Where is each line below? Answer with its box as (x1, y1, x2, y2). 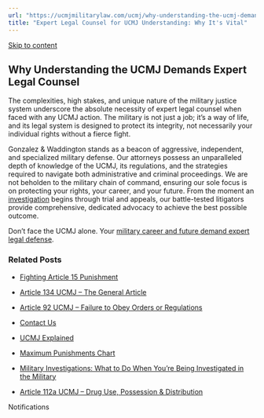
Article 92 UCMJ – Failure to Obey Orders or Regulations (19, 303, 203, 312)
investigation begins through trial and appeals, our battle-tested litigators (8, 194, 244, 204)
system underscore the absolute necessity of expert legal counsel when (8, 104, 242, 114)
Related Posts (8, 254, 62, 265)
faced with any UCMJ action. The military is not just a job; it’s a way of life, (8, 113, 249, 122)
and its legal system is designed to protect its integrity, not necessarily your (8, 121, 253, 130)
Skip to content (8, 40, 57, 49)
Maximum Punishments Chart (19, 348, 115, 358)
